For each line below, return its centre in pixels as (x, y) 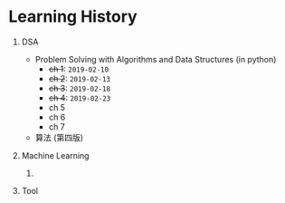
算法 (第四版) (59, 137)
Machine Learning (55, 155)
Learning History (73, 17)
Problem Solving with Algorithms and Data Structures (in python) (156, 59)
